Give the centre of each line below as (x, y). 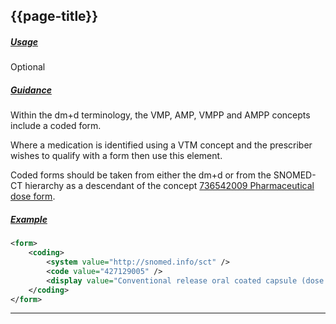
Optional (28, 67)
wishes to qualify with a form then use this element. (116, 156)
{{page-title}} (54, 16)
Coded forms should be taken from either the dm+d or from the (141, 175)
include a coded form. (56, 126)
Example (29, 219)
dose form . (33, 196)
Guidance (31, 90)
